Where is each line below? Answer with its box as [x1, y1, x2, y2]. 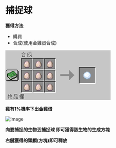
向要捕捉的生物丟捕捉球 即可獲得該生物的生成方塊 [5, 126, 110, 133]
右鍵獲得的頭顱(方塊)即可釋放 [5, 137, 68, 143]
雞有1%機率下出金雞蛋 [5, 106, 53, 112]
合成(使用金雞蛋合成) [12, 39, 57, 46]
